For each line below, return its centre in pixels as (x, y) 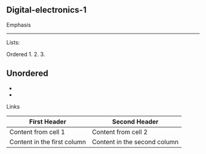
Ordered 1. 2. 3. (26, 54)
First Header (48, 122)
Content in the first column (48, 142)
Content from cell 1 (37, 132)
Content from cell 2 (120, 132)
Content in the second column (135, 142)
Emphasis (19, 24)
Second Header (135, 122)
